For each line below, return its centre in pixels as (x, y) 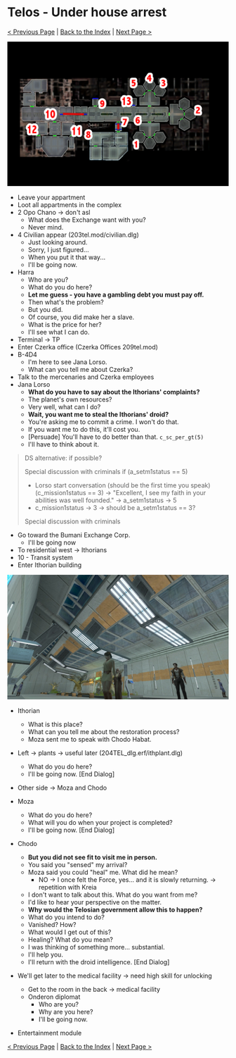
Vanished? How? (52, 925)
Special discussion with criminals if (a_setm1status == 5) (106, 471)
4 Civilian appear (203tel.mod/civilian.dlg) (78, 235)
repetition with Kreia (67, 888)
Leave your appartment (51, 197)
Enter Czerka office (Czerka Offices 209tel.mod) (87, 347)
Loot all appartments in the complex (69, 204)
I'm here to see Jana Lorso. (67, 362)
